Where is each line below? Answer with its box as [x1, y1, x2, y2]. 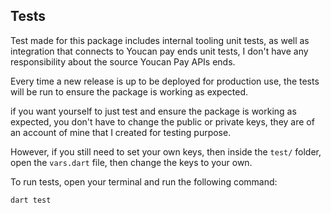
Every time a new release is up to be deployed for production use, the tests [10, 75, 320, 87]
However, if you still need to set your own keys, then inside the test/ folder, [10, 145, 322, 158]
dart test [10, 195, 52, 205]
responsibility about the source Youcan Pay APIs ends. [10, 55, 236, 68]
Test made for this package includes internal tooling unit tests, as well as [10, 34, 310, 46]
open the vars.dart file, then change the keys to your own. [10, 156, 253, 168]
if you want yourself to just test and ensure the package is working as [10, 105, 297, 117]
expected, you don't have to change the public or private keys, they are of [10, 115, 315, 128]
